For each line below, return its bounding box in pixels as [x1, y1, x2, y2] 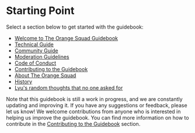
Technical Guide [14, 41, 54, 48]
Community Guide [14, 47, 58, 54]
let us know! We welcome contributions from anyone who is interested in [6, 108, 181, 115]
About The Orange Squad [14, 72, 76, 79]
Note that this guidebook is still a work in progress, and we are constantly [6, 95, 183, 103]
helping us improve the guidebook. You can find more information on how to [6, 114, 189, 121]
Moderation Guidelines [14, 53, 69, 60]
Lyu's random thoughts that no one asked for [14, 84, 123, 91]
